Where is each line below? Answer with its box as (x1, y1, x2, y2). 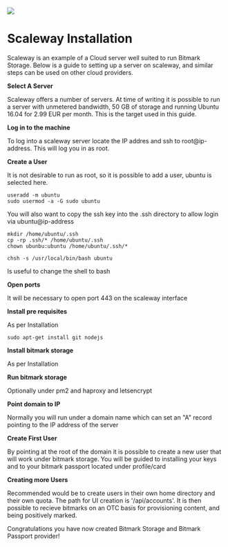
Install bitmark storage (7, 346, 74, 355)
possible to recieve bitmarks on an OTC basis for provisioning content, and (7, 504, 220, 512)
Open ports (7, 280, 41, 289)
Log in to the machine (7, 123, 70, 132)
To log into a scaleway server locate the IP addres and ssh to (7, 137, 181, 145)
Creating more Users (7, 476, 68, 484)
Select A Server (7, 82, 53, 90)
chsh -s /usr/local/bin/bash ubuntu (7, 255, 113, 262)
